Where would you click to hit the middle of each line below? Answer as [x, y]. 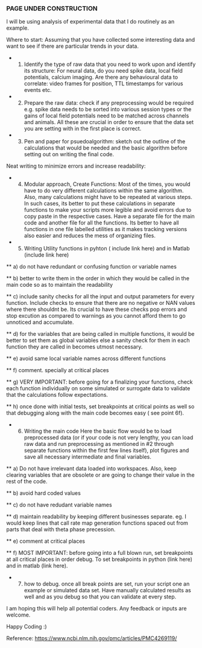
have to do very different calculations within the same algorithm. [104, 191]
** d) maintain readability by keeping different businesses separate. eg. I [96, 517]
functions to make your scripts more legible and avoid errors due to [108, 210]
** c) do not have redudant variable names [59, 505]
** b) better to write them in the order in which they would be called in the [98, 278]
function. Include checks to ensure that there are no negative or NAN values [101, 303]
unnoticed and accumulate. [40, 322]
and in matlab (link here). [37, 566]
